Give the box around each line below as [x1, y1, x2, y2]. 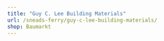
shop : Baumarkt [7, 23, 52, 30]
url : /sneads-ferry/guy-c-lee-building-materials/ [7, 17, 158, 24]
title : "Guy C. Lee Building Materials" [7, 10, 127, 17]
